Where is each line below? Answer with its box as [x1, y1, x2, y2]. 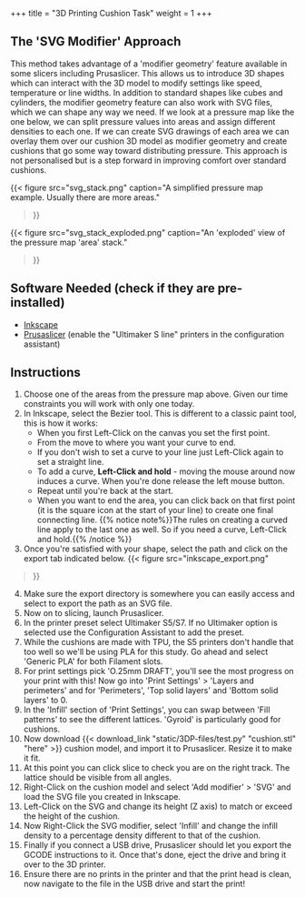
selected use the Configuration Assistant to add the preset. [23, 627, 244, 638]
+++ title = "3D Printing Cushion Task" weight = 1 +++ [10, 8, 212, 18]
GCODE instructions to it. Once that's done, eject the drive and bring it [23, 850, 287, 861]
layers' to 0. [23, 695, 68, 706]
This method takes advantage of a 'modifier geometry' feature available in [10, 58, 288, 69]
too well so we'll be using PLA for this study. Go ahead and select [23, 646, 269, 658]
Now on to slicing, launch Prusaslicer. [23, 608, 164, 619]
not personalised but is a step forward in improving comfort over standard [10, 155, 287, 166]
